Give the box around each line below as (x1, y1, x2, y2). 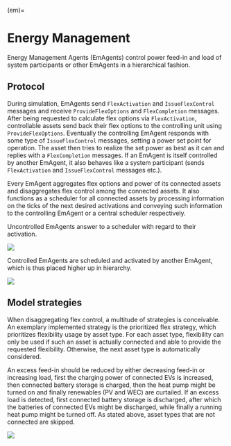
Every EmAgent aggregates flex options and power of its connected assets (7, 179, 221, 187)
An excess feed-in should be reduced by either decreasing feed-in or (7, 365, 206, 374)
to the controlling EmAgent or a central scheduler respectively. (7, 209, 186, 217)
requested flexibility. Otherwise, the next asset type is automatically (7, 344, 201, 353)
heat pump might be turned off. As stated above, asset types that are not (7, 410, 215, 418)
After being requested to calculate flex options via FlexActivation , (7, 114, 197, 122)
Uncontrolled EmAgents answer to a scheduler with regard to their (7, 222, 196, 230)
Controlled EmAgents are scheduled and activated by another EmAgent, (7, 256, 213, 264)
